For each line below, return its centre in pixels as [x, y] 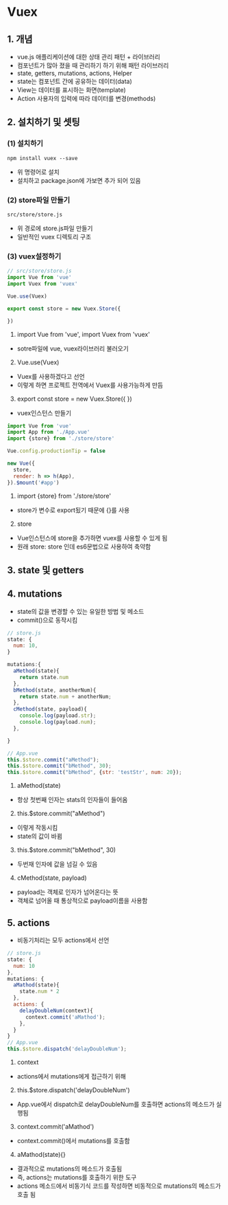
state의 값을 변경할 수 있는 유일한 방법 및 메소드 [80, 611]
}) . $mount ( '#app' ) [33, 483]
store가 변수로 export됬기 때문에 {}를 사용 [73, 510]
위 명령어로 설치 [38, 172]
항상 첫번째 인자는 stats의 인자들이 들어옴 [72, 800]
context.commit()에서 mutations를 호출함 [73, 1141]
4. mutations [35, 594]
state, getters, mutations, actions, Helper [74, 73]
